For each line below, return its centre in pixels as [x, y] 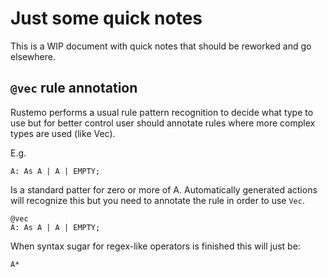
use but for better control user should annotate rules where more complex [163, 123]
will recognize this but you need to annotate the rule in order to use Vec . [157, 200]
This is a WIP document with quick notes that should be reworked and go [161, 46]
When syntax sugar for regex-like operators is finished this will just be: [155, 246]
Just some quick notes [106, 18]
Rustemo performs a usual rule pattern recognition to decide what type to [162, 112]
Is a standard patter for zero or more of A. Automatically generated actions [164, 189]
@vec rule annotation [74, 88]
